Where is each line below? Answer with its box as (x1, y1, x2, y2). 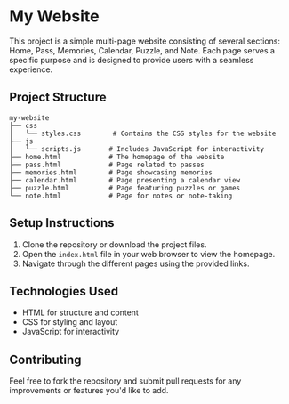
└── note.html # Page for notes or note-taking (9, 191, 233, 200)
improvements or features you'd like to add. (9, 385, 169, 396)
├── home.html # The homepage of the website (9, 152, 225, 161)
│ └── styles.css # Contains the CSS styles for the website (9, 129, 277, 138)
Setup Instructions (9, 215, 115, 230)
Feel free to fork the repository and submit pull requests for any (9, 376, 242, 386)
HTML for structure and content (21, 307, 140, 318)
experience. (9, 64, 53, 75)
